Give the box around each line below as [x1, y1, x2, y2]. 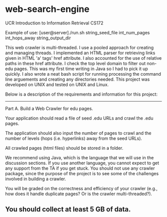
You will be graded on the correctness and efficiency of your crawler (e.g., [5, 185, 158, 191]
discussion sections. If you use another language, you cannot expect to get [5, 160, 160, 166]
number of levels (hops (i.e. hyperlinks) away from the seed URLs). [5, 135, 143, 141]
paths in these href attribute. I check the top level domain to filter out [5, 60, 146, 66]
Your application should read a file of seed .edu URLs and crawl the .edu [5, 115, 154, 121]
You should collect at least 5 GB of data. [5, 205, 131, 214]
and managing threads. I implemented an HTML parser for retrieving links [5, 50, 156, 56]
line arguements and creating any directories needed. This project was [5, 76, 150, 82]
